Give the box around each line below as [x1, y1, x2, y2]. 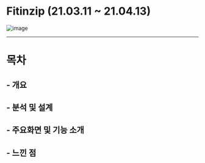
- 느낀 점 [6, 148, 37, 158]
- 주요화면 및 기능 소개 [6, 125, 84, 136]
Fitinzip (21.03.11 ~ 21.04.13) [6, 4, 151, 18]
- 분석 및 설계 [6, 102, 53, 112]
